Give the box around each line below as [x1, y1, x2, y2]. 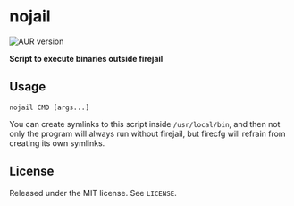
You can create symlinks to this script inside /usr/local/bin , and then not [9, 118, 281, 129]
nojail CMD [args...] [9, 103, 90, 112]
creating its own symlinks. [9, 137, 105, 149]
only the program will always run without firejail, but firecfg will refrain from [9, 128, 286, 139]
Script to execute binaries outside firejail [9, 53, 164, 64]
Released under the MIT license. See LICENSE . [9, 187, 177, 198]
